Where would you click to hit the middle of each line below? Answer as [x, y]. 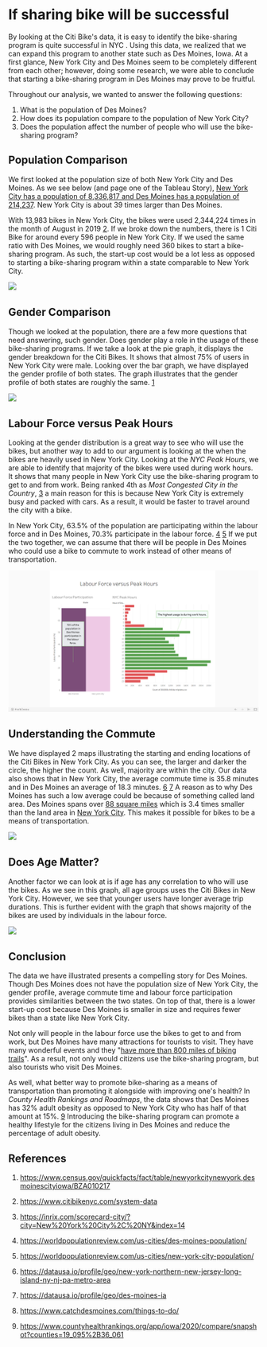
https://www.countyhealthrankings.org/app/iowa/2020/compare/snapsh [138, 1326]
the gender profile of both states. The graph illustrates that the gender [123, 374]
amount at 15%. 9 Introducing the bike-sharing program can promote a [124, 1116]
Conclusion [37, 956]
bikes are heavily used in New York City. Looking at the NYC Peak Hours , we [133, 460]
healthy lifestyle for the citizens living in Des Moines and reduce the [119, 1125]
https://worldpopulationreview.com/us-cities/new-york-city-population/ [137, 1256]
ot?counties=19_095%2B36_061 [72, 1335]
